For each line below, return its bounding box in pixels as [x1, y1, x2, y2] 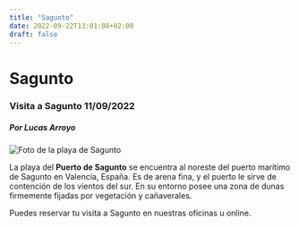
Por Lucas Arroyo [9, 122, 76, 133]
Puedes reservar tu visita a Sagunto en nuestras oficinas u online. [9, 207, 252, 219]
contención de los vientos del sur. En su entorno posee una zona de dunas [9, 181, 285, 192]
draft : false [9, 29, 58, 38]
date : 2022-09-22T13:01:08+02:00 [9, 21, 134, 30]
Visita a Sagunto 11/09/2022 [9, 100, 136, 113]
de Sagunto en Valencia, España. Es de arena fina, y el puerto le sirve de [9, 172, 278, 182]
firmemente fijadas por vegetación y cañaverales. [9, 190, 192, 201]
